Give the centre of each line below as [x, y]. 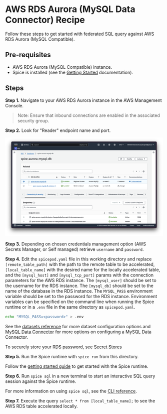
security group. [33, 120]
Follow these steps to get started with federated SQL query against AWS [80, 34]
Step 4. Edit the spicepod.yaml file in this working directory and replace [78, 259]
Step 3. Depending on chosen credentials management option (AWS [76, 244]
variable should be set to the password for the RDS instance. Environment [81, 297]
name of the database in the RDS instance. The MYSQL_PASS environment [79, 291]
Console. [14, 105]
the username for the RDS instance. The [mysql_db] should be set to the [79, 286]
